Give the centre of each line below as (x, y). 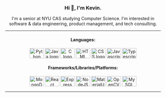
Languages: (83, 39)
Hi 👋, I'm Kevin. (83, 8)
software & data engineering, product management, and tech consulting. (83, 24)
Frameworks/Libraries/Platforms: (83, 68)
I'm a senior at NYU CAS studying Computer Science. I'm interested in (83, 19)
